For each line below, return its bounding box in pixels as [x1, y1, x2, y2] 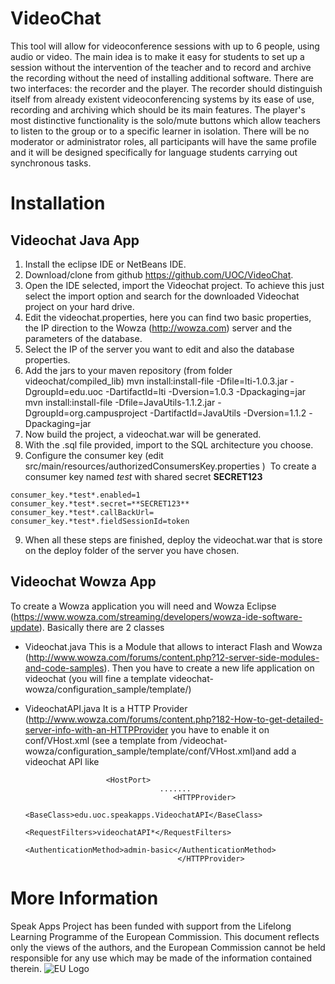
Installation [10, 192, 106, 215]
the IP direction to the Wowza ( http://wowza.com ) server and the [24, 322, 293, 334]
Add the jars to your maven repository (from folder [24, 364, 233, 376]
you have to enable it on [170, 723, 270, 736]
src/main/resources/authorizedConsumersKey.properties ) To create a [24, 460, 317, 472]
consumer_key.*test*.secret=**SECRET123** [10, 498, 190, 509]
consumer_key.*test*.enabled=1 [10, 490, 141, 500]
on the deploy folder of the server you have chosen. [24, 544, 240, 556]
